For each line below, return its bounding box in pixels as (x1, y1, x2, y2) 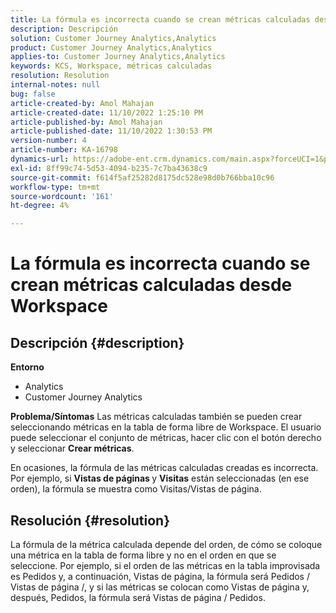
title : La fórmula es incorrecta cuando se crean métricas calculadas (10, 14, 311, 25)
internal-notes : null (10, 80, 101, 90)
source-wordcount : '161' (10, 191, 114, 201)
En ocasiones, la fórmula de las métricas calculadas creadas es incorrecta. (10, 462, 319, 474)
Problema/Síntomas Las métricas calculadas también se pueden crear (10, 411, 303, 423)
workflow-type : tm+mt (10, 182, 101, 192)
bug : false (10, 89, 56, 99)
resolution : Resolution (10, 71, 110, 81)
